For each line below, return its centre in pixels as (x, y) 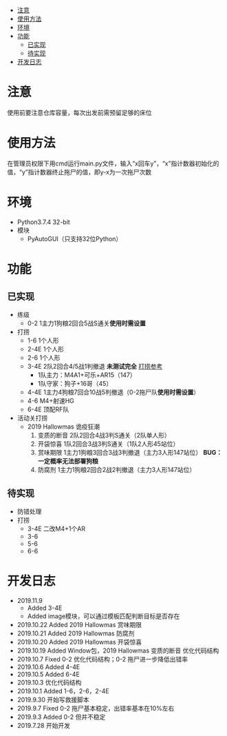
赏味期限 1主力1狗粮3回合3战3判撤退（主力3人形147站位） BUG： (130, 452)
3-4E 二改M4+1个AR (56, 529)
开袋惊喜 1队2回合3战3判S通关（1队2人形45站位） (108, 444)
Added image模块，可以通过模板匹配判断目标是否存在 (104, 616)
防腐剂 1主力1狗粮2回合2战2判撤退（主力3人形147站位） (117, 469)
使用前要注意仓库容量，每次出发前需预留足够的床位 (79, 112)
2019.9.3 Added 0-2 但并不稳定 (61, 717)
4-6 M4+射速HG (51, 400)
